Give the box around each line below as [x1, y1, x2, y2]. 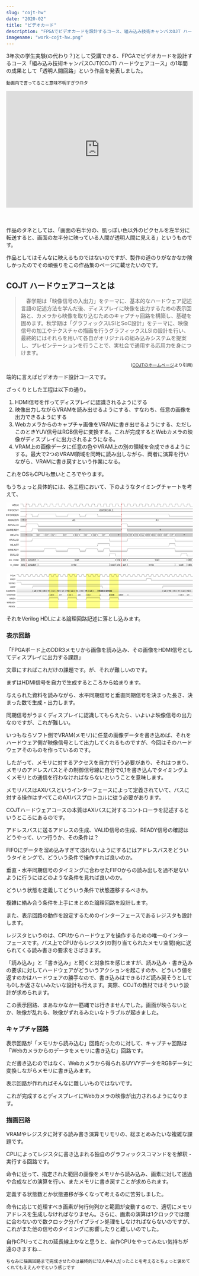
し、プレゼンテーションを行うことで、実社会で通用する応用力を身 [20, 342, 182, 349]
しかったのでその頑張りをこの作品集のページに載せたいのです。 [6, 262, 162, 269]
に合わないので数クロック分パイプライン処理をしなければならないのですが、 [6, 1218, 193, 1225]
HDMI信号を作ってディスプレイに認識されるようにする [14, 398, 148, 406]
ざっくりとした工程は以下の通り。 [6, 386, 89, 393]
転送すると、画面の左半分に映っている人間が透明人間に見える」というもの [6, 234, 188, 241]
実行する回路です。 [6, 1158, 53, 1165]
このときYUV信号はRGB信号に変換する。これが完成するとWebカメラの [14, 428, 188, 435]
